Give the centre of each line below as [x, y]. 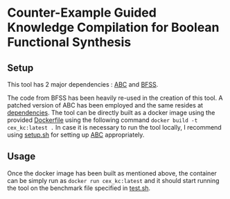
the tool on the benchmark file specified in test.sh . [79, 188]
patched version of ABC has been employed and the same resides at [105, 105]
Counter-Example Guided [82, 13]
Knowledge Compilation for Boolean [113, 27]
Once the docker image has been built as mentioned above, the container [112, 173]
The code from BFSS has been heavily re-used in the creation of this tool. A [115, 98]
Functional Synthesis [69, 42]
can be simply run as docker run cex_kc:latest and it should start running [113, 180]
